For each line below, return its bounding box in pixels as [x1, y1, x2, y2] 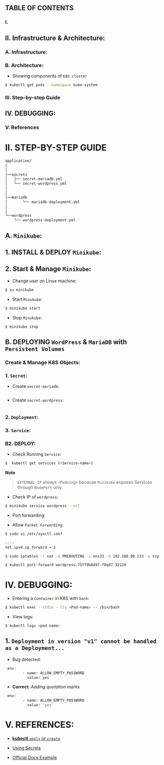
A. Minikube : [5, 231, 42, 240]
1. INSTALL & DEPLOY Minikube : [5, 248, 102, 256]
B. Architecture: [5, 61, 44, 68]
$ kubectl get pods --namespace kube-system [5, 82, 98, 88]
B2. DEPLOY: [5, 440, 36, 447]
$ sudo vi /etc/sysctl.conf [5, 531, 63, 536]
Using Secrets [12, 745, 41, 751]
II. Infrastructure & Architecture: [5, 34, 106, 42]
